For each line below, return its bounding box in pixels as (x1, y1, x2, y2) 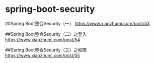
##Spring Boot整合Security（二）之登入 (5, 31, 87, 37)
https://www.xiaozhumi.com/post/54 (5, 36, 80, 43)
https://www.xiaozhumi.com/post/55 (5, 52, 80, 58)
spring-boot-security (5, 3, 95, 15)
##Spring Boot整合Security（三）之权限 (5, 47, 87, 53)
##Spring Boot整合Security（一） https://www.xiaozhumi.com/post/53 (5, 20, 150, 26)
